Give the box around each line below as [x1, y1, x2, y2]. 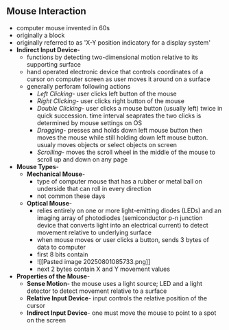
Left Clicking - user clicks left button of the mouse [36, 89, 178, 98]
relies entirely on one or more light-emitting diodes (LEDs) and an [36, 206, 222, 214]
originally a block [16, 31, 65, 39]
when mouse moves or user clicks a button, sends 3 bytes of [36, 235, 210, 243]
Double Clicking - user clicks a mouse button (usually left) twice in [36, 104, 223, 112]
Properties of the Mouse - [16, 272, 91, 280]
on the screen [26, 316, 67, 324]
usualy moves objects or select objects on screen [36, 140, 178, 148]
